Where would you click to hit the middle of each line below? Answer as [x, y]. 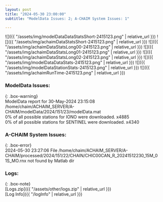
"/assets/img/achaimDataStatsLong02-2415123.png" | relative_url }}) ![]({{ [79, 57]
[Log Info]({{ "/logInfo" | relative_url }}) [44, 194]
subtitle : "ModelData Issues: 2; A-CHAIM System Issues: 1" [67, 18]
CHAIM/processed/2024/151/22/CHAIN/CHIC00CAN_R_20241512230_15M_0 [81, 155]
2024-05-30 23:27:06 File [31, 150]
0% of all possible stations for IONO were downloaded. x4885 [67, 117]
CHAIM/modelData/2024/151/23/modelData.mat [53, 111]
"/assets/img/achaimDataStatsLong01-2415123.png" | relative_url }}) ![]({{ [79, 52]
